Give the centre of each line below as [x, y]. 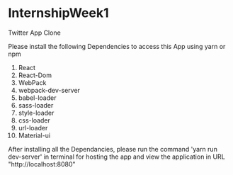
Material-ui [34, 135]
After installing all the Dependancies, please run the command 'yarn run [113, 149]
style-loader [36, 113]
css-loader [34, 120]
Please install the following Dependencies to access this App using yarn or [117, 46]
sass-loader [36, 105]
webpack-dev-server [49, 90]
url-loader [33, 128]
